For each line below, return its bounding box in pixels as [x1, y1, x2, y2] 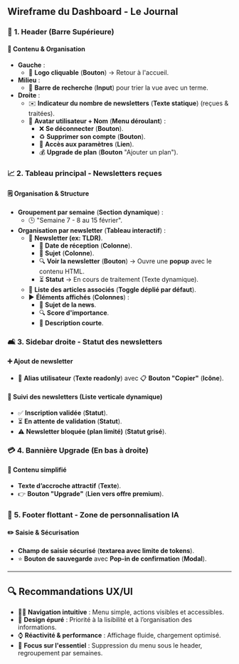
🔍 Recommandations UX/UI [7, 585, 133, 597]
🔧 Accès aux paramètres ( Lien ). [38, 139, 134, 148]
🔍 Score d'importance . [38, 308, 110, 317]
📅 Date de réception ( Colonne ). [38, 241, 133, 250]
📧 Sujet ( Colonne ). [38, 248, 95, 257]
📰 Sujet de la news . [38, 300, 97, 309]
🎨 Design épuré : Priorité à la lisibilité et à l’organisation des [17, 616, 192, 624]
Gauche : [17, 60, 46, 69]
